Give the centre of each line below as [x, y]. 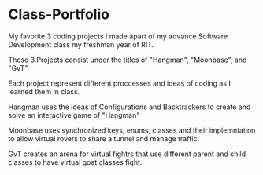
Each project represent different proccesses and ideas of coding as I [119, 83]
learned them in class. [44, 91]
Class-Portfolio [59, 15]
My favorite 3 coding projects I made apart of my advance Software [118, 36]
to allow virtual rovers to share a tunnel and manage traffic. [104, 138]
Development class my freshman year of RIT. [81, 44]
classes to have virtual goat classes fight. [75, 162]
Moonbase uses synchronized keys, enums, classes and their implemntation [132, 130]
